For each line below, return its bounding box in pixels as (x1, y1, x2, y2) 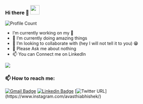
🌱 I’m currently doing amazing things (12, 35, 88, 41)
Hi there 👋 (5, 9, 30, 16)
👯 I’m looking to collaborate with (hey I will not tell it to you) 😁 (12, 40, 139, 46)
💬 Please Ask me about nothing (12, 46, 77, 52)
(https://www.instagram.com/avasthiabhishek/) (5, 93, 101, 99)
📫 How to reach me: (5, 75, 55, 82)
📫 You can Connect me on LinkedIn (12, 51, 86, 57)
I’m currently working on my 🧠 (12, 30, 74, 36)
